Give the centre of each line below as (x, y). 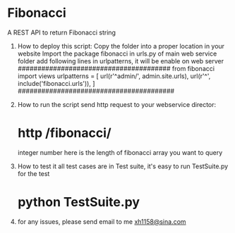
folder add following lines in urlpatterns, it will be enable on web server (121, 61)
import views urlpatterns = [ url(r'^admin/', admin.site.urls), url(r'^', (114, 76)
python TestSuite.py (78, 202)
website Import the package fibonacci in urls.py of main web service (117, 53)
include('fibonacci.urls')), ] (56, 83)
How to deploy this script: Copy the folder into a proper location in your (121, 46)
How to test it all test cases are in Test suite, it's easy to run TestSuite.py (123, 166)
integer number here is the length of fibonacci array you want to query (120, 152)
